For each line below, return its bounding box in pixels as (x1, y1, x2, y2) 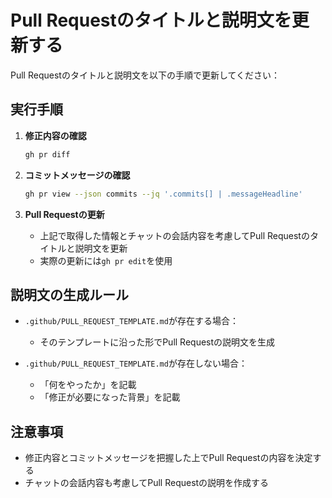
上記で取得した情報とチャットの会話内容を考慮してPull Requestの (39, 229, 310, 241)
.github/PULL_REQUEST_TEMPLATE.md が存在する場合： (24, 315, 239, 327)
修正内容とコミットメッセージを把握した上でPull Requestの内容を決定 (24, 452, 313, 464)
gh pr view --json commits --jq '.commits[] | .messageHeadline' (24, 189, 303, 199)
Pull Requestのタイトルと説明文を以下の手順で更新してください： (10, 69, 281, 81)
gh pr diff (24, 149, 71, 160)
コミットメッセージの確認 (24, 169, 131, 181)
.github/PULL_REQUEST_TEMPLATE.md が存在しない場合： (24, 357, 248, 370)
